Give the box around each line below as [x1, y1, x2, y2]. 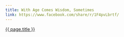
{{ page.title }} [5, 26, 36, 32]
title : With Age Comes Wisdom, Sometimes [5, 7, 95, 13]
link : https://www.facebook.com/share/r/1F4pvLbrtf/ [5, 12, 119, 17]
